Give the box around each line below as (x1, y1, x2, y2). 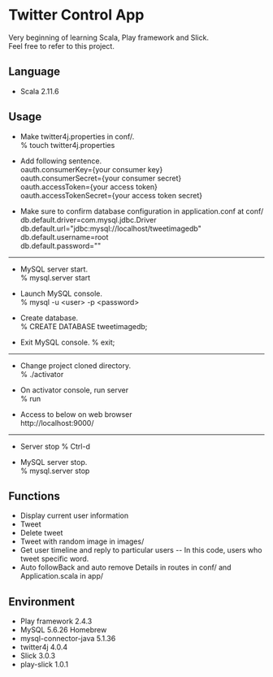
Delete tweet (19, 528, 63, 538)
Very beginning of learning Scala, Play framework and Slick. (8, 33, 210, 42)
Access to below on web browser (19, 409, 132, 419)
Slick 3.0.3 (19, 651, 55, 661)
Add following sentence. (19, 156, 102, 166)
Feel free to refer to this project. (8, 41, 115, 50)
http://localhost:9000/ (19, 418, 95, 427)
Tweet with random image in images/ (19, 536, 145, 546)
